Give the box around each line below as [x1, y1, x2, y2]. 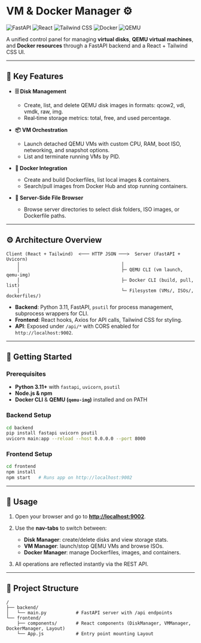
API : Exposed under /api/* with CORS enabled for [14, 322, 139, 330]
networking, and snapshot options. [23, 146, 110, 153]
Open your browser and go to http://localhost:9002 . [14, 512, 146, 520]
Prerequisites [6, 370, 46, 378]
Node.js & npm [14, 390, 53, 397]
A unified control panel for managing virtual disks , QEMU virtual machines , [6, 35, 194, 43]
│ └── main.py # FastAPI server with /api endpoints [6, 609, 172, 615]
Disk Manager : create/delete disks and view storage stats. [23, 536, 169, 543]
